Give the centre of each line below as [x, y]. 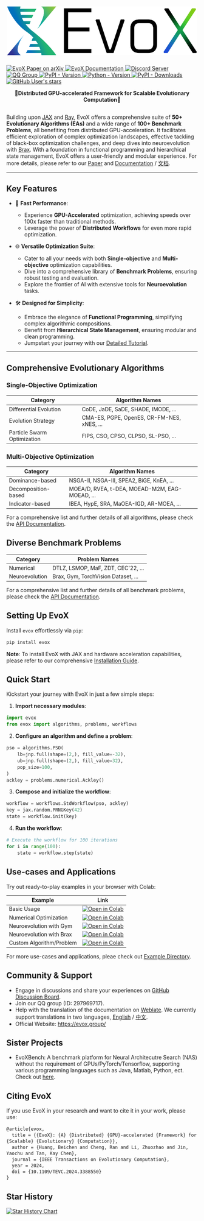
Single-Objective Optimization [52, 385]
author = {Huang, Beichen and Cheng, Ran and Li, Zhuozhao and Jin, [100, 1148]
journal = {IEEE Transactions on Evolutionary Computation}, [91, 1160]
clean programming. [49, 337]
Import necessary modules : [51, 706]
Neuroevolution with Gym [41, 925]
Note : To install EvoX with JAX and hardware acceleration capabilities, [94, 654]
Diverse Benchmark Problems [64, 543]
